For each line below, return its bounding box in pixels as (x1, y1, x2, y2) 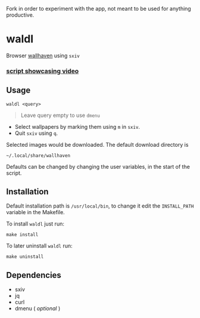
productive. (6, 11, 35, 18)
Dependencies (6, 270, 61, 280)
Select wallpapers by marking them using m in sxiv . (14, 123, 140, 130)
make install (6, 232, 39, 238)
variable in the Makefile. (6, 209, 65, 216)
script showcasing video (6, 67, 79, 75)
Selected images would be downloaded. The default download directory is (6, 141, 189, 148)
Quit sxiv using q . (14, 129, 58, 137)
